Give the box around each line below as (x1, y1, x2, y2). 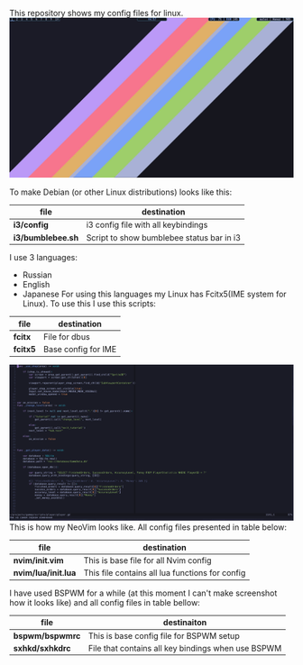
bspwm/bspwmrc (13, 630, 81, 641)
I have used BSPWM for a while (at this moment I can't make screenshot (9, 588, 278, 598)
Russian (22, 269, 52, 280)
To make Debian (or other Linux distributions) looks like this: (9, 187, 233, 197)
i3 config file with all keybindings (86, 220, 208, 231)
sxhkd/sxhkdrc (13, 642, 71, 653)
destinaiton (162, 617, 207, 628)
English (22, 279, 50, 289)
